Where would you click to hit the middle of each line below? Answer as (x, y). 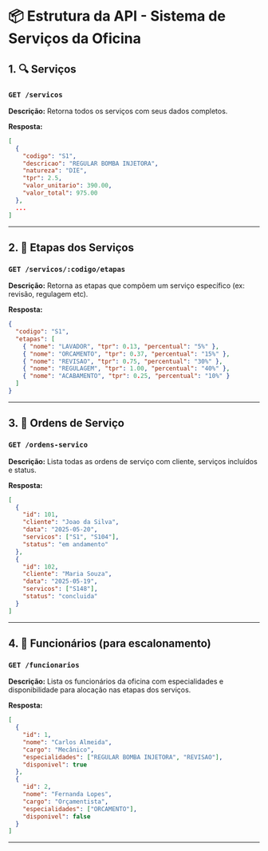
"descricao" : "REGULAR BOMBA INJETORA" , (91, 164)
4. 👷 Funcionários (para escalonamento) (110, 644)
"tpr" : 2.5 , (42, 178)
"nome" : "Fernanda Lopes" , (67, 794)
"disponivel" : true (55, 764)
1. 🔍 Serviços (43, 69)
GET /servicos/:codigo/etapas (67, 269)
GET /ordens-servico (48, 445)
